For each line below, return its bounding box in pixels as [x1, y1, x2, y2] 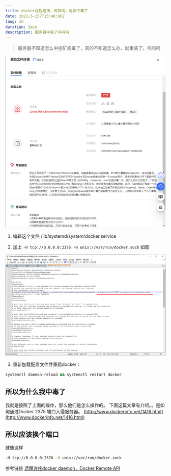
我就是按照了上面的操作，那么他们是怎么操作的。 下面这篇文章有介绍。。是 [5, 402, 160, 408]
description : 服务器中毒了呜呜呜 [5, 30, 70, 35]
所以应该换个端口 [5, 430, 59, 439]
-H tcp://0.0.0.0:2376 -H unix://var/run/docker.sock [5, 456, 122, 461]
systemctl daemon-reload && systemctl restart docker [5, 372, 122, 377]
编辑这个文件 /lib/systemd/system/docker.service [12, 233, 117, 239]
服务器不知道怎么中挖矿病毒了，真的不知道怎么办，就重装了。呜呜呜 [17, 45, 161, 51]
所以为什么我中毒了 [5, 388, 66, 396]
